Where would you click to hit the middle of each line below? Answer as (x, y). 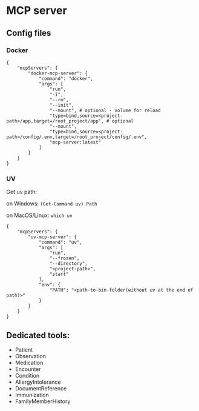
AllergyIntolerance (38, 382)
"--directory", (68, 264)
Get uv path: (22, 192)
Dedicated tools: (38, 335)
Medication (29, 363)
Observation (31, 356)
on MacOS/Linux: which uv (39, 215)
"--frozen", (64, 258)
